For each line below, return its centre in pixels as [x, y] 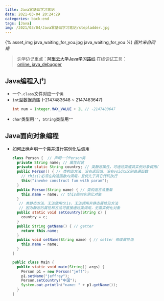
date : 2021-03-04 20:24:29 [33, 14]
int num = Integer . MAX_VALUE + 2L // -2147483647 [64, 109]
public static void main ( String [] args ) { [61, 267]
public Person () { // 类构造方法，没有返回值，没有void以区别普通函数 [82, 172]
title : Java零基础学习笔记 [30, 10]
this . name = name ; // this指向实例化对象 [61, 194]
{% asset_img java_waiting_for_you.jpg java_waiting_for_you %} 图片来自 [78, 43]
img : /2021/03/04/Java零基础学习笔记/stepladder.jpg [57, 28]
